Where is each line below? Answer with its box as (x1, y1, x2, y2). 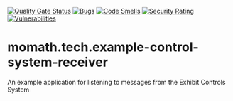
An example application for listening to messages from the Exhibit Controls (7, 78, 226, 86)
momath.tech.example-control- (7, 39, 199, 55)
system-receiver (7, 54, 109, 70)
